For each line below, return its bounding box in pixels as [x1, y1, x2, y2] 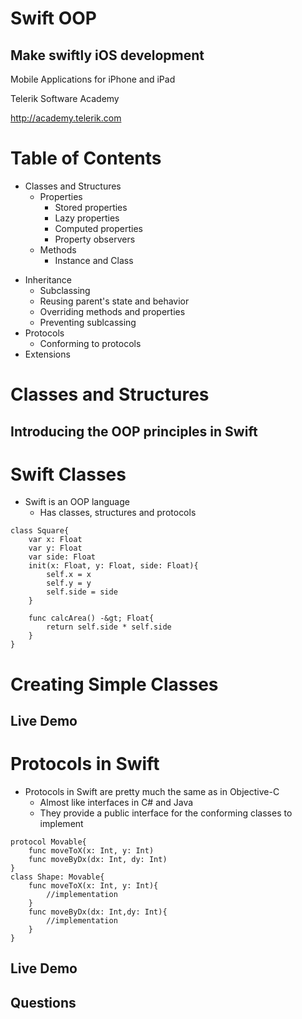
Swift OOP [10, 7, 97, 30]
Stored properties [54, 201, 128, 213]
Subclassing [39, 284, 91, 296]
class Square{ [10, 526, 70, 536]
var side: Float [28, 552, 97, 562]
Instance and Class [54, 254, 134, 266]
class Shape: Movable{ [10, 872, 105, 882]
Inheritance [24, 273, 73, 286]
